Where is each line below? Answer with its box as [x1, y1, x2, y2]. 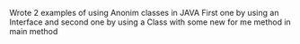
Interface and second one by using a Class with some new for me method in [9, 17, 292, 27]
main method [9, 26, 58, 36]
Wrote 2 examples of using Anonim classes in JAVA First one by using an [9, 8, 279, 18]
